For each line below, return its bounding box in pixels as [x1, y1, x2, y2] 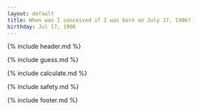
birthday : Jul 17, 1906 [7, 23, 76, 30]
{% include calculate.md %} [7, 69, 88, 77]
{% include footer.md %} [7, 96, 79, 104]
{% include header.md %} [7, 42, 81, 51]
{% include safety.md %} [7, 83, 79, 91]
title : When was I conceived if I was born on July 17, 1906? [7, 17, 191, 24]
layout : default [7, 10, 54, 17]
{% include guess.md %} [7, 56, 79, 64]
